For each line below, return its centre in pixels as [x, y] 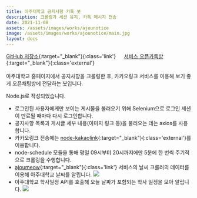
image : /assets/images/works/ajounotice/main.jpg [68, 33]
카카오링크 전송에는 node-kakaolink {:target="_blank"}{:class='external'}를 [103, 138]
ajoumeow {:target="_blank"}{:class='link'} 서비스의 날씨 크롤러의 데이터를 [102, 167]
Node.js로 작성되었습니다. [36, 96]
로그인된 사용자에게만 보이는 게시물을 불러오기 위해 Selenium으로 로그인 [97, 108]
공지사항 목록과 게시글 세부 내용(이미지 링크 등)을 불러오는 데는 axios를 [96, 123]
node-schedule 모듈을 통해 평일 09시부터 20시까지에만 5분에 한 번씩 [94, 152]
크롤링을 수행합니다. [49, 160]
